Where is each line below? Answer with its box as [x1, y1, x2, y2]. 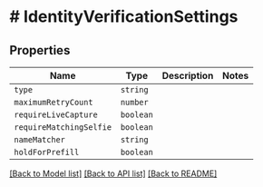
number [120, 97, 149, 107]
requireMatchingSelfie [14, 123, 112, 133]
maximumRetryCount [14, 97, 93, 107]
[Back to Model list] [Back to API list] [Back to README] [9, 168, 218, 179]
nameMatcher [14, 134, 66, 144]
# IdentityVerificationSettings [9, 6, 239, 27]
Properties [9, 43, 71, 58]
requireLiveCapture [14, 110, 98, 120]
